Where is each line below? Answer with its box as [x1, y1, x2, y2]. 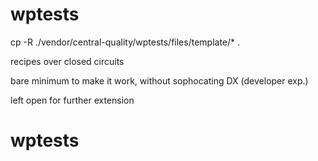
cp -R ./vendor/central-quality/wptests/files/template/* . [10, 36, 241, 48]
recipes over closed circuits [10, 55, 125, 67]
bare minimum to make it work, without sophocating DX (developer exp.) [10, 74, 309, 87]
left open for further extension [10, 94, 135, 106]
